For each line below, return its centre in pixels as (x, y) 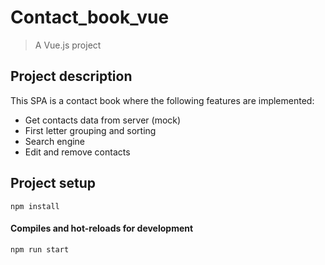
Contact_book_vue (90, 17)
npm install (35, 206)
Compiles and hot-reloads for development (102, 228)
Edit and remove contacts (77, 152)
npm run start (40, 249)
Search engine (55, 141)
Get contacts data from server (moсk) (103, 120)
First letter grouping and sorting (90, 130)
